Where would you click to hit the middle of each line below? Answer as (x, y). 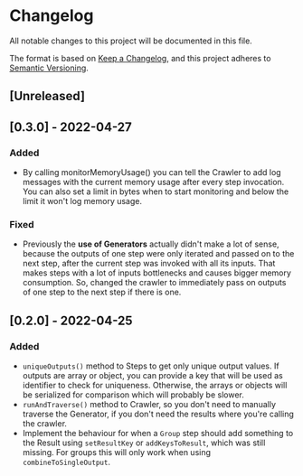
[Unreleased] (47, 96)
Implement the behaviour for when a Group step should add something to (158, 433)
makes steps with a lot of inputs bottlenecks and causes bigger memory (157, 273)
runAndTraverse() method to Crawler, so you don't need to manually (149, 404)
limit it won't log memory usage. (82, 201)
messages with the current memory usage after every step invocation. (153, 182)
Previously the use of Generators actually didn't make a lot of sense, (151, 244)
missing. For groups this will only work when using (116, 452)
